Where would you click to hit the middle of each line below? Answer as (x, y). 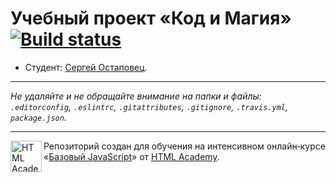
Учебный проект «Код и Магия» (151, 18)
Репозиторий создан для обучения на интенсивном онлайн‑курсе (184, 146)
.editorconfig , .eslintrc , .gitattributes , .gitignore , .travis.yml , (149, 106)
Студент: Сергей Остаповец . (86, 67)
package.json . (38, 117)
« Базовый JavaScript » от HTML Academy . (131, 156)
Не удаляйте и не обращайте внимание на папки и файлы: (136, 96)
